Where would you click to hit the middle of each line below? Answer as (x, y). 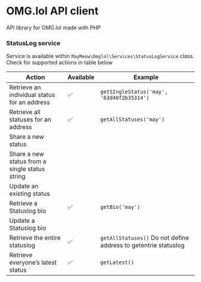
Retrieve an (25, 87)
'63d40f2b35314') (125, 98)
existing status (30, 194)
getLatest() (117, 263)
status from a (28, 162)
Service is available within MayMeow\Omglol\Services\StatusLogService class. (100, 56)
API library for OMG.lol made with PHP (54, 28)
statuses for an (30, 120)
